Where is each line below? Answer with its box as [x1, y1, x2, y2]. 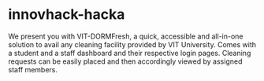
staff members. [8, 64, 58, 74]
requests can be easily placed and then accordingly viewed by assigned [8, 57, 243, 66]
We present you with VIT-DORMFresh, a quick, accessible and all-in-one [8, 31, 244, 41]
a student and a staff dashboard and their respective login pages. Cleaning [8, 48, 251, 57]
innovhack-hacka [8, 6, 125, 24]
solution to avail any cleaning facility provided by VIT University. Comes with [8, 39, 257, 49]
